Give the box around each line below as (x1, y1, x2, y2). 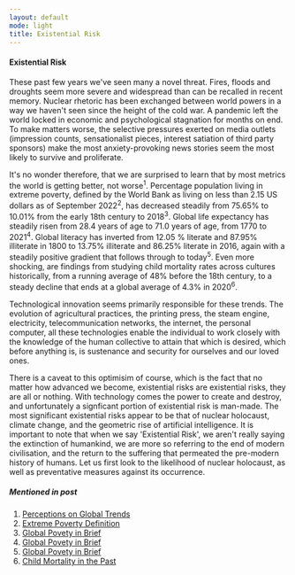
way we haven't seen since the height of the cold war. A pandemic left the (9, 105, 279, 115)
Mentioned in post (9, 486, 78, 497)
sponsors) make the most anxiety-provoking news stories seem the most (9, 143, 275, 153)
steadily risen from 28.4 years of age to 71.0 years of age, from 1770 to (9, 221, 268, 231)
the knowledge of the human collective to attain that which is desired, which (9, 336, 286, 346)
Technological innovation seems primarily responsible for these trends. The (9, 299, 284, 309)
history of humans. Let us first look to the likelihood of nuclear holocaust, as (9, 457, 285, 468)
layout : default (9, 12, 69, 22)
